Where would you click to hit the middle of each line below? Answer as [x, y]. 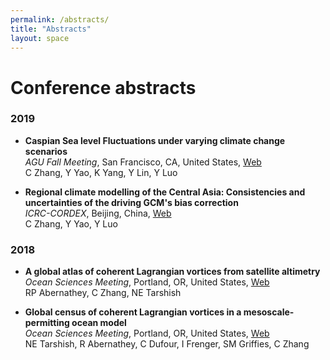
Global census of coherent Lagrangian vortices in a [133, 312]
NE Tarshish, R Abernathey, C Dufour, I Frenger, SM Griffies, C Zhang [167, 344]
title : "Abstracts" [51, 29]
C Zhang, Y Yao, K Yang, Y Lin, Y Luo [101, 172]
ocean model [99, 323]
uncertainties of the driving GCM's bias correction [131, 202]
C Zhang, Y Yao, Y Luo [71, 223]
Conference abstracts [103, 87]
